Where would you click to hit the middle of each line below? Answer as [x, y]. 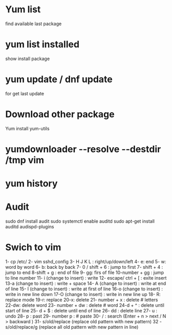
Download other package [60, 114]
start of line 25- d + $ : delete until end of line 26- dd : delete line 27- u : [81, 311]
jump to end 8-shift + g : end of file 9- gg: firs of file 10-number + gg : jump [85, 272]
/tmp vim [25, 160]
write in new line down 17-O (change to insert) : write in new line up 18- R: [83, 294]
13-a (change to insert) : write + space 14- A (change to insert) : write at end [86, 283]
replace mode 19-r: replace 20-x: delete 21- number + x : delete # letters [82, 300]
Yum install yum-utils [27, 128]
